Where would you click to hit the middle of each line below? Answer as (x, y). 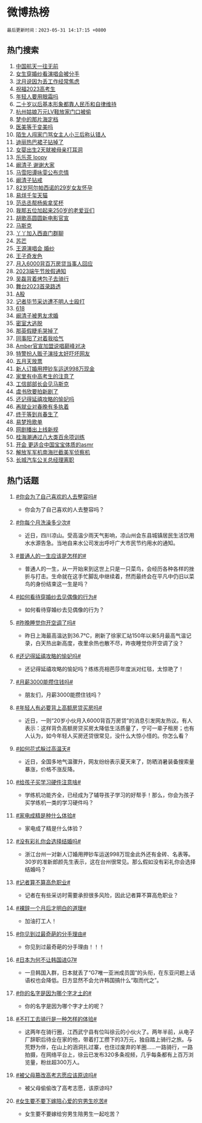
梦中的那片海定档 (37, 119)
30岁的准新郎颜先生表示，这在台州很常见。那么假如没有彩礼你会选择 (110, 862)
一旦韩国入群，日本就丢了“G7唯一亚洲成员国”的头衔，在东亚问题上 (107, 972)
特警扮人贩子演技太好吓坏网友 (53, 353)
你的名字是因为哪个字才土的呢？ (64, 1006)
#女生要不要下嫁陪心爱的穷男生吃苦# (61, 1101)
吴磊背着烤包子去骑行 (42, 278)
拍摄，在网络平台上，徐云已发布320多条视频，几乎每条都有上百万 (106, 1054)
